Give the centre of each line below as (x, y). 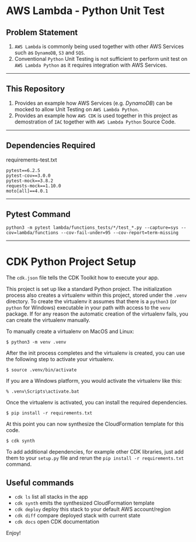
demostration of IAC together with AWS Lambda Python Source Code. (95, 122)
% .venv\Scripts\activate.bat (43, 392)
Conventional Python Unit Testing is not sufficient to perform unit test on (101, 59)
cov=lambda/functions (32, 233)
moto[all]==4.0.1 (27, 191)
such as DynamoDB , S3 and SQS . (50, 53)
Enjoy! (14, 533)
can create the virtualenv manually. (48, 320)
